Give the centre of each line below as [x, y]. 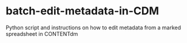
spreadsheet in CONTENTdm [42, 33]
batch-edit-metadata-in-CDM [82, 11]
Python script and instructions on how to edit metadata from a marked [93, 27]
